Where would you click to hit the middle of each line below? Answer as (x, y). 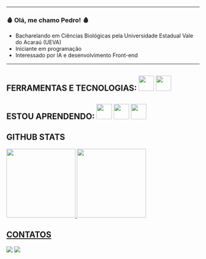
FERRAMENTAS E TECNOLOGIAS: (72, 88)
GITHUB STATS (36, 137)
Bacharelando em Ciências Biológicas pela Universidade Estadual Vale (104, 36)
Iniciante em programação (48, 49)
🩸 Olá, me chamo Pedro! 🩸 (48, 20)
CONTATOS (29, 235)
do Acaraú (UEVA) (38, 42)
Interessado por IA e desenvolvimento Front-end (76, 55)
